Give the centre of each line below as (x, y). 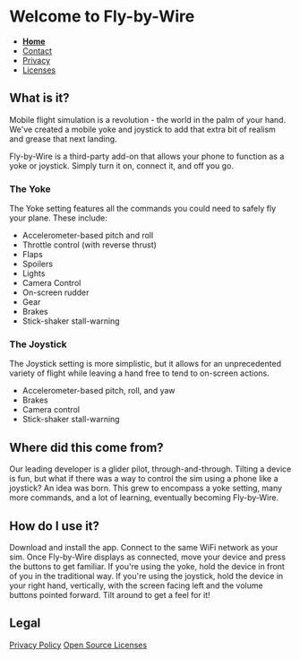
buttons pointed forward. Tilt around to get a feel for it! (110, 594)
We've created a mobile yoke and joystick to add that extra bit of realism (142, 129)
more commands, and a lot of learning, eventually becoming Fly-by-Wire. (144, 498)
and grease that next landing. (64, 139)
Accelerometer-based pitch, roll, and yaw (99, 391)
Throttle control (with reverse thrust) (89, 245)
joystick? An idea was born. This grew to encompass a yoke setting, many (146, 488)
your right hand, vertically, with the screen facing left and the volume (136, 585)
